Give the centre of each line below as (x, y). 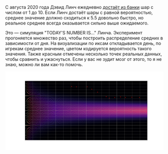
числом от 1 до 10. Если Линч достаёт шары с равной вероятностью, (79, 12)
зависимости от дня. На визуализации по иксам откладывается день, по (83, 43)
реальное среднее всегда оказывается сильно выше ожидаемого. (77, 23)
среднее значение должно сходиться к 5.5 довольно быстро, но (74, 18)
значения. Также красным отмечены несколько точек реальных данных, (83, 54)
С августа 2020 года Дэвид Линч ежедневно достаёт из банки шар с (79, 7)
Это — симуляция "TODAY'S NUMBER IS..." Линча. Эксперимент (74, 33)
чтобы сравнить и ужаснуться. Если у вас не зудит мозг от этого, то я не (83, 59)
